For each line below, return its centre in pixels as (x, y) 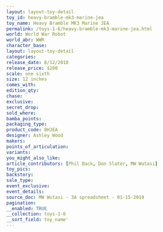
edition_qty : (23, 91)
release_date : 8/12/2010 (37, 62)
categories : (21, 57)
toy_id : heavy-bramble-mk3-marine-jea (55, 18)
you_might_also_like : (34, 158)
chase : (14, 96)
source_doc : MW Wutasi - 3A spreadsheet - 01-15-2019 (75, 197)
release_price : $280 (32, 68)
